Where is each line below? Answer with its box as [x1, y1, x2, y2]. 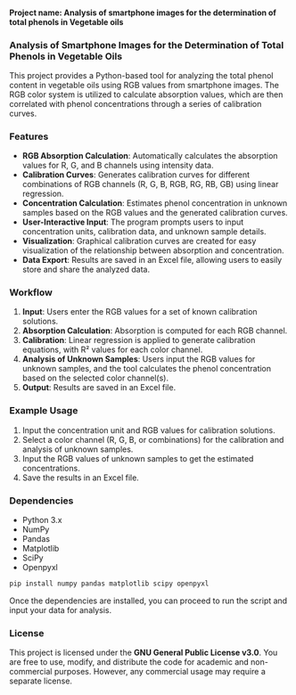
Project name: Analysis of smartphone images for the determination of [9, 7, 276, 18]
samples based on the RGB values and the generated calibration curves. [21, 208, 288, 218]
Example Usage [9, 405, 78, 417]
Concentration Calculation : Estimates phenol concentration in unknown [21, 198, 288, 208]
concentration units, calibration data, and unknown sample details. [21, 226, 267, 237]
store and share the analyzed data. [21, 264, 150, 275]
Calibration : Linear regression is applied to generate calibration [21, 335, 256, 346]
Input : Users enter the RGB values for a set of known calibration [21, 307, 258, 317]
